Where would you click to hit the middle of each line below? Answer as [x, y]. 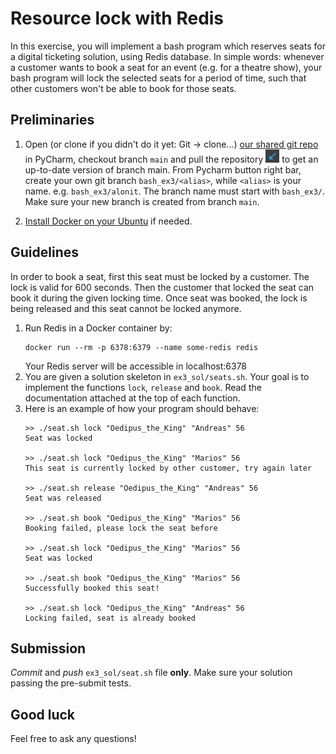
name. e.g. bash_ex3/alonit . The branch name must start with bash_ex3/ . [175, 191]
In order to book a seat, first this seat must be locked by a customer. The [160, 276]
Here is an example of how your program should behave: [142, 408]
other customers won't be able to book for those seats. [123, 88]
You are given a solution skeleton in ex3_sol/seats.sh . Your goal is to [167, 376]
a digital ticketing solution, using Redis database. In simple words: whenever [167, 56]
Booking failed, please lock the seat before [121, 528]
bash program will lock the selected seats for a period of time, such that [158, 78]
